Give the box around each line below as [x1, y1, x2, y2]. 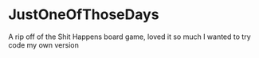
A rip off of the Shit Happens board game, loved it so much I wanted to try [8, 32, 251, 41]
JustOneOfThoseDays [8, 6, 159, 24]
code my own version [8, 40, 80, 49]
